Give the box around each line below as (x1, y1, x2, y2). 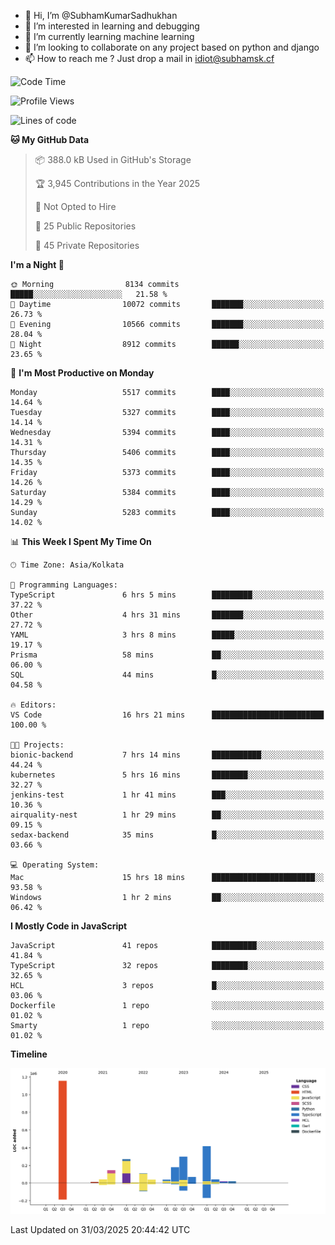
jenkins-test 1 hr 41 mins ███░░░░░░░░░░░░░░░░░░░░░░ (10, 790, 325, 800)
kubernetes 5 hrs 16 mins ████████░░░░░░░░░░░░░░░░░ (10, 770, 325, 780)
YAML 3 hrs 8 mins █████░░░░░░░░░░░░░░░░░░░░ (10, 630, 325, 640)
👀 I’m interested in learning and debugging (24, 20, 200, 32)
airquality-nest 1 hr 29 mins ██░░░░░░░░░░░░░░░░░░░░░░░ (10, 810, 325, 820)
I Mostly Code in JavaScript (10, 920, 128, 932)
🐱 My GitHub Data (10, 134, 90, 145)
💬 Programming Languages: (10, 580, 118, 590)
